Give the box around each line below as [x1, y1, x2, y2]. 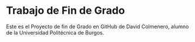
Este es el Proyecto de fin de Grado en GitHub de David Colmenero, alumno [6, 23, 189, 30]
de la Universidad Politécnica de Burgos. [6, 29, 105, 36]
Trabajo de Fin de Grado [6, 4, 125, 17]
